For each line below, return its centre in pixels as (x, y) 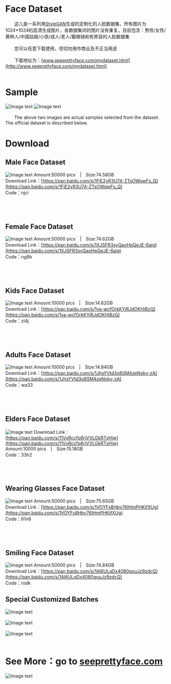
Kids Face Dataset (35, 290)
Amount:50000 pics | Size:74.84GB (74, 565)
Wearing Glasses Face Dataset (55, 488)
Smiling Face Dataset (40, 552)
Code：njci (17, 192)
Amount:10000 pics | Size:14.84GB (74, 367)
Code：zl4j (17, 321)
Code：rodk (18, 583)
